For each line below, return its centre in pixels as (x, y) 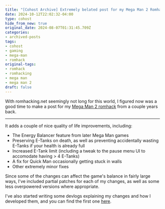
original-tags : (21, 64)
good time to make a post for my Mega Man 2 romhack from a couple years (82, 106)
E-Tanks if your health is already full (48, 146)
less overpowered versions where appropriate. (52, 186)
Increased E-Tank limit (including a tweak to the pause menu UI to (79, 151)
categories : (17, 32)
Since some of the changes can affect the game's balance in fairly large (78, 176)
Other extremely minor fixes (40, 166)
